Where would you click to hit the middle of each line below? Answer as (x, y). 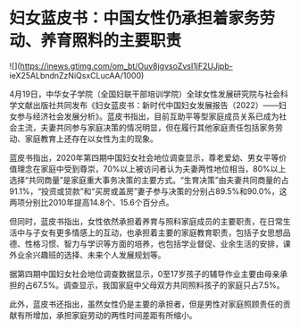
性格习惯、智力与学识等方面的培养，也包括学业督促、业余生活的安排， (154, 243)
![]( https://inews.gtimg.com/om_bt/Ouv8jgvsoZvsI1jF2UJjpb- (121, 66)
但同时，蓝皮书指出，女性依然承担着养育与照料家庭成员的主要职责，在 (138, 221)
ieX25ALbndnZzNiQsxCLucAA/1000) (77, 75)
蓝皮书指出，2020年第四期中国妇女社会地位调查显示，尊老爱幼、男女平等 (144, 157)
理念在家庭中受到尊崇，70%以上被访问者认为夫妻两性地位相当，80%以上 (151, 169)
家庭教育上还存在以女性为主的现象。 (91, 139)
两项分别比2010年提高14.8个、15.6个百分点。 (92, 202)
